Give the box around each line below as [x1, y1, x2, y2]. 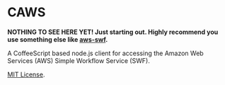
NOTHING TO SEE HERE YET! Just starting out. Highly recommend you [7, 28, 219, 36]
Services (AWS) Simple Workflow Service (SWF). [7, 56, 150, 64]
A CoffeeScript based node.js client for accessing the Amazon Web [7, 49, 204, 57]
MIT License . [7, 70, 45, 79]
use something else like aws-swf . [7, 35, 108, 43]
